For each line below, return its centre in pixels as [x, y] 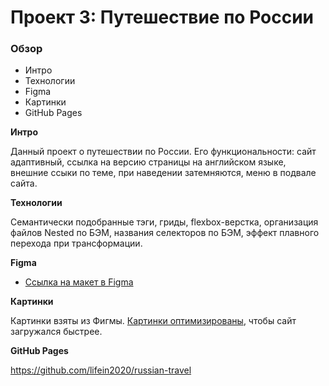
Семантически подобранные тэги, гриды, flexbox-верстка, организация [164, 222]
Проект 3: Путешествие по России [162, 17]
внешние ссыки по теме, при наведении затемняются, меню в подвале [163, 173]
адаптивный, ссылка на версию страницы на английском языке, [148, 162]
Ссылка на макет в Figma [79, 282]
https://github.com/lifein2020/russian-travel [101, 370]
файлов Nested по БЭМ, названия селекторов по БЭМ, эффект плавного [165, 233]
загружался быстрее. [56, 332]
